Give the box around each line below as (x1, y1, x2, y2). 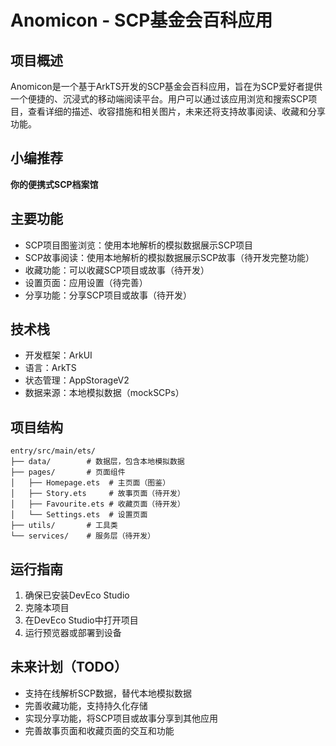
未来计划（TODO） (10, 659, 128, 676)
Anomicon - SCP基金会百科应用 (10, 9, 273, 32)
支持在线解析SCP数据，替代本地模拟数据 (24, 687, 192, 699)
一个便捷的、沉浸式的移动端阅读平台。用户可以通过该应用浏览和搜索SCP (10, 93, 309, 105)
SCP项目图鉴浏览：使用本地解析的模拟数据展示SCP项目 (24, 239, 254, 251)
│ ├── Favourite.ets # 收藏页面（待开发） (10, 499, 185, 510)
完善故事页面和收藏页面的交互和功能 (24, 724, 175, 736)
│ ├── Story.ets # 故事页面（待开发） (10, 489, 185, 499)
